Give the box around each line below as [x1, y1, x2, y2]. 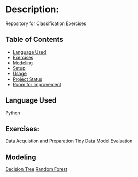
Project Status [12, 75, 42, 82]
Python [5, 110, 20, 116]
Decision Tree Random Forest [5, 166, 68, 172]
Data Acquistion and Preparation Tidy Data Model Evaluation [5, 138, 133, 144]
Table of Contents [5, 35, 64, 44]
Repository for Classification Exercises [5, 20, 87, 27]
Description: [5, 4, 59, 15]
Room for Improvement [12, 81, 61, 87]
